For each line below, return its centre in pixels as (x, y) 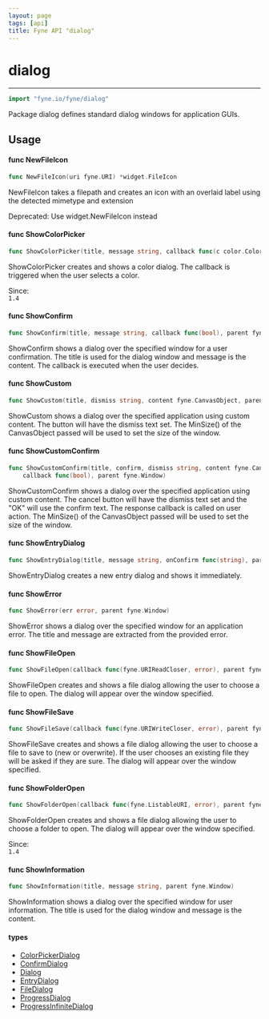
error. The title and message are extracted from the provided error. (118, 634)
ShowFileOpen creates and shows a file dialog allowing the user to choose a (134, 685)
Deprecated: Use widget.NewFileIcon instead (83, 216)
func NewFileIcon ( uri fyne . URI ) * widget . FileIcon (93, 177)
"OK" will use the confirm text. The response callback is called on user (125, 507)
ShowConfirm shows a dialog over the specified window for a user (118, 348)
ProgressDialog (45, 997)
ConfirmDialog (44, 963)
